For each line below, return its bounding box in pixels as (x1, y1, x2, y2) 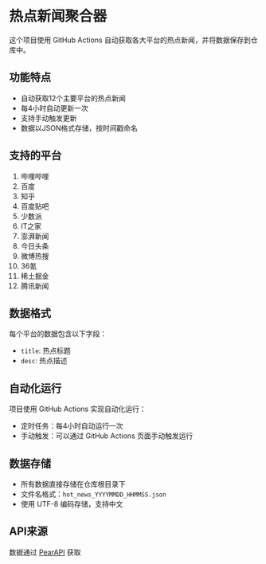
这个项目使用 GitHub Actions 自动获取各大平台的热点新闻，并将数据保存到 (9, 35, 252, 45)
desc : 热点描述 (20, 356, 68, 366)
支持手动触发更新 (20, 113, 77, 123)
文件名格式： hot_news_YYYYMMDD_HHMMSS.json (20, 489, 166, 499)
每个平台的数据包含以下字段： (9, 329, 107, 339)
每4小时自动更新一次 (20, 103, 88, 112)
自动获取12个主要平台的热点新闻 (20, 93, 127, 103)
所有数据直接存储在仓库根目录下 (20, 480, 126, 488)
